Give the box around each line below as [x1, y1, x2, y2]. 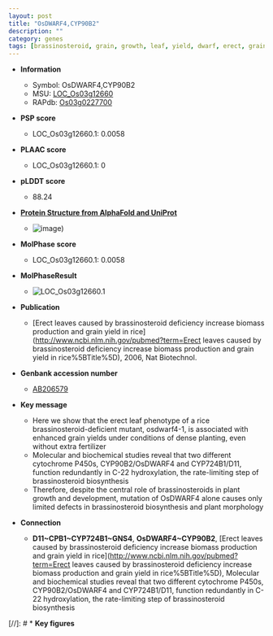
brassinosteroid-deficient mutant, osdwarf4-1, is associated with [32, 425, 249, 434]
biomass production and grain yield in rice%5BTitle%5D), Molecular [32, 568, 260, 578]
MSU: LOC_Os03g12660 [32, 89, 114, 98]
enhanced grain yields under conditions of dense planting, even [32, 433, 246, 443]
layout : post [8, 11, 53, 20]
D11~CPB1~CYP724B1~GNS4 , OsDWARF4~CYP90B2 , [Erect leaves [32, 534, 263, 543]
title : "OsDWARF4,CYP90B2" [8, 20, 100, 28]
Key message [19, 400, 67, 410]
